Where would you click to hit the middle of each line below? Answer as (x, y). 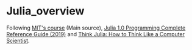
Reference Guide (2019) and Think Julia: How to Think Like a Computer (95, 34)
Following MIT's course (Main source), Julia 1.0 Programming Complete (96, 28)
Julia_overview (45, 11)
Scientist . (18, 40)
